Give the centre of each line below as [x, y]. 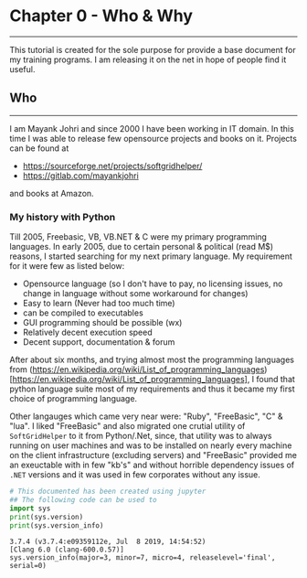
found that [275, 380]
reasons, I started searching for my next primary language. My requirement [151, 256]
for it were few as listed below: [67, 266]
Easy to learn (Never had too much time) [99, 304]
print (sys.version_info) [57, 525]
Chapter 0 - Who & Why [101, 16]
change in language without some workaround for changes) [135, 294]
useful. [22, 69]
